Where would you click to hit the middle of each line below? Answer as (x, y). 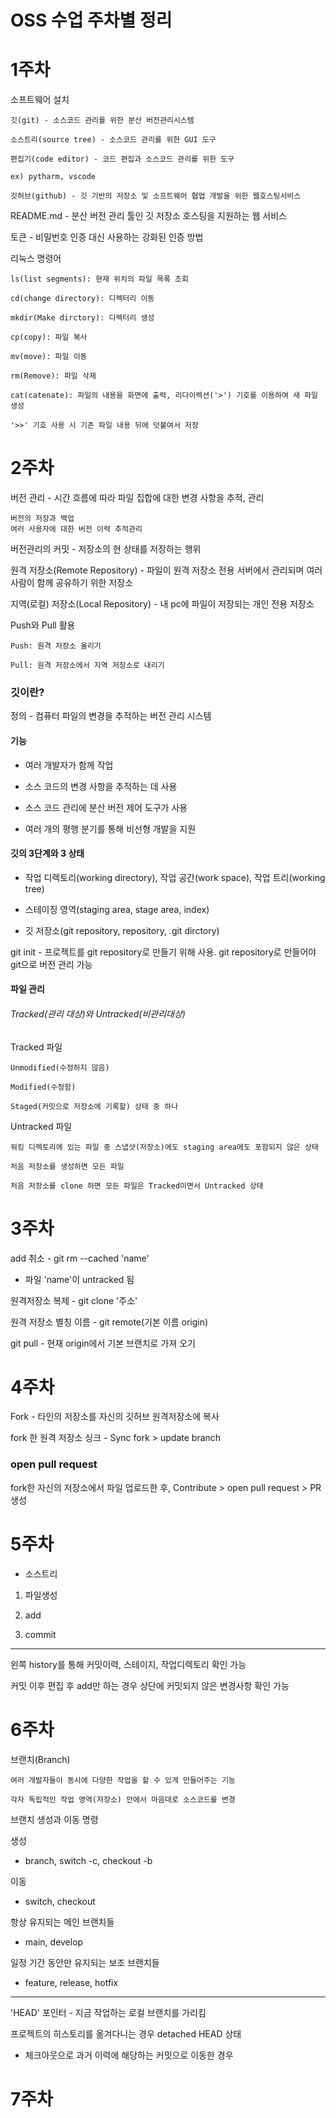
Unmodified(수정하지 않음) (60, 1067)
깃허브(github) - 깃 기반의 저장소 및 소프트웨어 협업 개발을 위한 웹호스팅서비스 (156, 196)
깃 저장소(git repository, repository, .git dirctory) (122, 930)
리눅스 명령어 (36, 258)
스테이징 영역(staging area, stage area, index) (117, 909)
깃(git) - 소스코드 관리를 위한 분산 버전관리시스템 (102, 121)
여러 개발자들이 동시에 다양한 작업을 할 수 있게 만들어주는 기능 (123, 1780)
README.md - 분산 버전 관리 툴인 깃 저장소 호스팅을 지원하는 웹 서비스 (148, 216)
